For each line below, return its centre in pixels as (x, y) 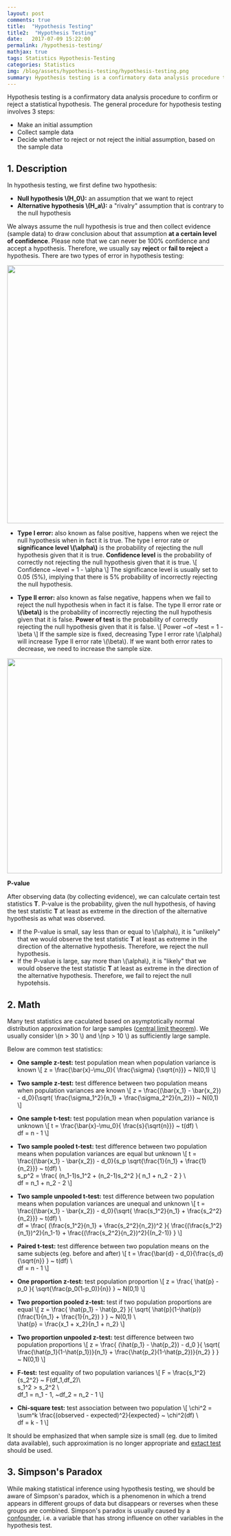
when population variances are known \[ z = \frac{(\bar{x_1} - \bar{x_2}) (119, 1090)
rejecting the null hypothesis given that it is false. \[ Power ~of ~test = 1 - (120, 627)
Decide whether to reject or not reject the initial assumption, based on (116, 140)
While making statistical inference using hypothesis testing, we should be (111, 1489)
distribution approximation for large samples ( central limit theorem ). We (108, 1028)
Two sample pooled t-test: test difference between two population (112, 1146)
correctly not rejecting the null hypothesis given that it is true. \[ (107, 562)
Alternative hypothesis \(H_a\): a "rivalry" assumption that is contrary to (120, 206)
